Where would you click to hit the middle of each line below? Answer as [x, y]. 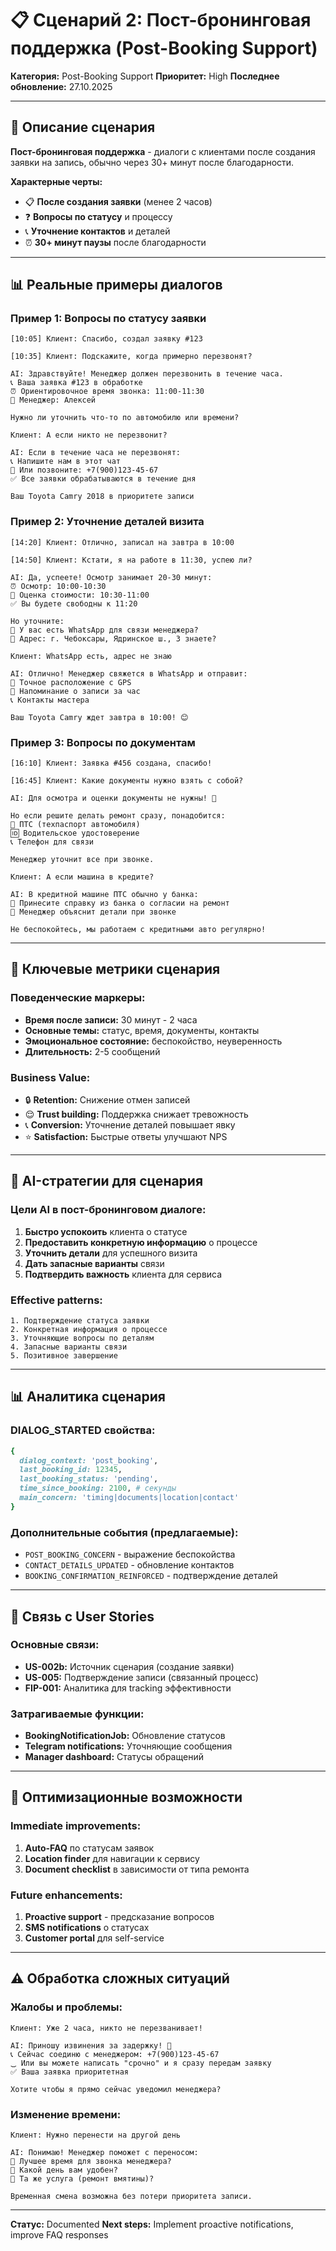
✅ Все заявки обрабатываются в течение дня [103, 479]
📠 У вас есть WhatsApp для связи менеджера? [104, 630]
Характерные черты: [56, 181]
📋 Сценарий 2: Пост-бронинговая [161, 20]
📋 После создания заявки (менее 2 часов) [118, 201]
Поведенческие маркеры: [78, 998]
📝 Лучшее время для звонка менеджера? [91, 2162]
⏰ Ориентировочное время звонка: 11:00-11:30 [107, 392]
